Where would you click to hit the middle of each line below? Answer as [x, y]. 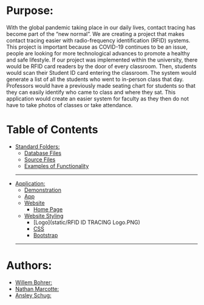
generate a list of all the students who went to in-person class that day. [95, 79]
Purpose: [30, 11]
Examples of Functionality [56, 166]
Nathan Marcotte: [37, 289]
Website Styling [44, 216]
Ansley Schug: [33, 295]
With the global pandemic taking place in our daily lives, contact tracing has [101, 27]
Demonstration [43, 190]
